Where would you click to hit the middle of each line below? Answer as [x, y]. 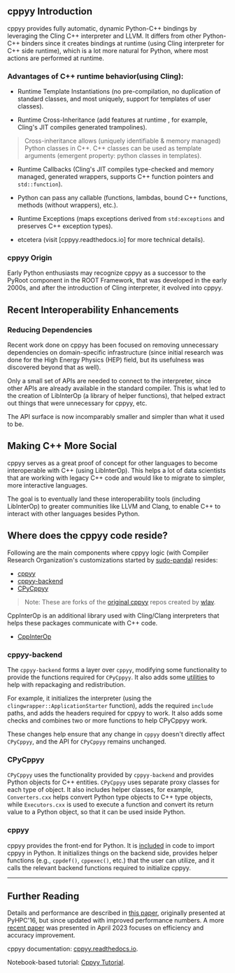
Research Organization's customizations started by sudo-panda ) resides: [113, 560]
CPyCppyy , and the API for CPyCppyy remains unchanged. [87, 741]
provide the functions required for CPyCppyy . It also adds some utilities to [111, 677]
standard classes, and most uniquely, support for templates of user [114, 99]
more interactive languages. [48, 485]
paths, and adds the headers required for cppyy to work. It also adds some [115, 713]
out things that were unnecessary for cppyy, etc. [77, 403]
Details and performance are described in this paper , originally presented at [116, 913]
